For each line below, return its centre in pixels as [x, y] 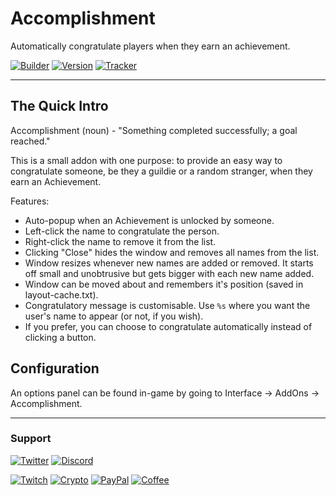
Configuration [55, 368]
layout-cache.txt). [61, 294]
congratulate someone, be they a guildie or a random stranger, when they [161, 171]
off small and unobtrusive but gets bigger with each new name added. [169, 273]
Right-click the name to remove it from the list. [120, 241]
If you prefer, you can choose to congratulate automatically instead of [168, 326]
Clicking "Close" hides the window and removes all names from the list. [172, 252]
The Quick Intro [59, 106]
